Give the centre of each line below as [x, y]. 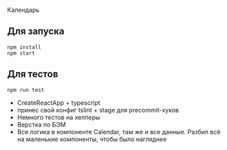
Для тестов [33, 74]
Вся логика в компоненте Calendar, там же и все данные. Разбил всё [119, 132]
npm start [21, 53]
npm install [24, 47]
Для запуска [36, 31]
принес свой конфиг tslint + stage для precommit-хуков [98, 110]
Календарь [23, 10]
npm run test [26, 90]
